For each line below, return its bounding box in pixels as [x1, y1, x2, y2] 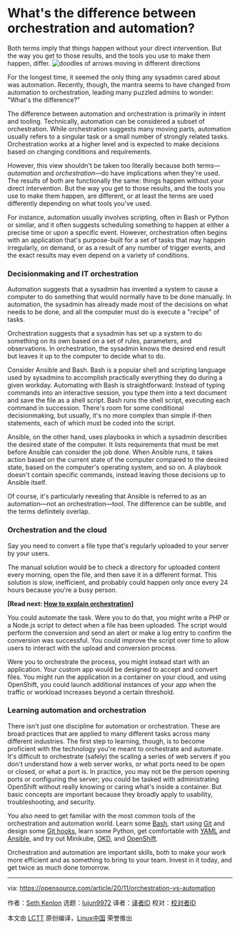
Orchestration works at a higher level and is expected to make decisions [7, 139, 220, 148]
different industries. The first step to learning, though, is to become [7, 737, 205, 745]
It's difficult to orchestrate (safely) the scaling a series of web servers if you [7, 752, 231, 760]
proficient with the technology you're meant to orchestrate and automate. [7, 744, 224, 753]
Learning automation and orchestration [7, 705, 146, 715]
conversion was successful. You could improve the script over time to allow [7, 636, 230, 644]
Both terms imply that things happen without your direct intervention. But [7, 44, 222, 52]
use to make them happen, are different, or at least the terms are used [7, 191, 214, 200]
